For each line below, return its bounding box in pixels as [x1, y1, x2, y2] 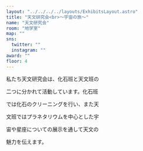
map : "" [6, 31, 25, 37]
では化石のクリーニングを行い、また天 [6, 100, 99, 107]
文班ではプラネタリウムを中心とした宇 [6, 113, 99, 120]
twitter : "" [11, 42, 41, 48]
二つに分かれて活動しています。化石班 [6, 88, 98, 95]
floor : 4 [6, 58, 28, 64]
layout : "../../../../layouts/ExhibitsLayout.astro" [6, 8, 138, 15]
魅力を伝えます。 [6, 138, 47, 145]
